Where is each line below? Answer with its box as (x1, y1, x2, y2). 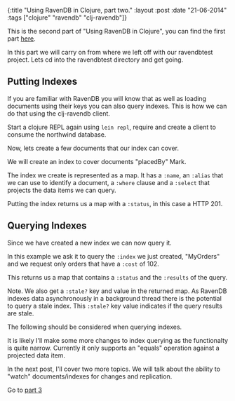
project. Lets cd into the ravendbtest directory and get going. (7, 55, 184, 64)
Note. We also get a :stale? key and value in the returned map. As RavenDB (7, 287, 227, 295)
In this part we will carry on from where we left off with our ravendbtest (7, 48, 213, 56)
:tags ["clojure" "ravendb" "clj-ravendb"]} (7, 13, 128, 22)
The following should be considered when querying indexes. (7, 322, 182, 331)
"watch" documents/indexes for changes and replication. (7, 372, 173, 381)
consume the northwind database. (7, 130, 107, 139)
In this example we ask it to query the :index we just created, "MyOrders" (7, 252, 220, 260)
